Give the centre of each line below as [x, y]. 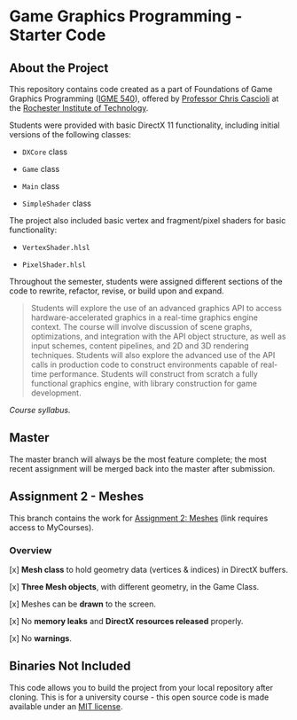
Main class [41, 186]
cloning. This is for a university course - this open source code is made [139, 697]
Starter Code [58, 35]
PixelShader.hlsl [54, 265]
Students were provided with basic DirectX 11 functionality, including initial [145, 125]
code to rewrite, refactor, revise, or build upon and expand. [117, 291]
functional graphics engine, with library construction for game [144, 383]
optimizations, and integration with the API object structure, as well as [158, 336]
